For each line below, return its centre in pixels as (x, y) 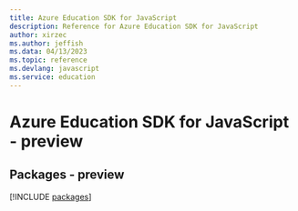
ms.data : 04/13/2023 (49, 52)
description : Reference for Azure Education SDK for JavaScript (134, 26)
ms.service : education (52, 77)
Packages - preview (67, 175)
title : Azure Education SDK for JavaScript (93, 18)
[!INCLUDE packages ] (51, 196)
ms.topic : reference (49, 60)
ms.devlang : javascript (55, 69)
